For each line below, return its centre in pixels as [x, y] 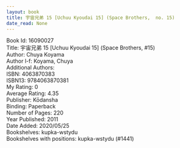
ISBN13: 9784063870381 [38, 80]
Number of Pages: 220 [35, 113]
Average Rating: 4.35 [33, 93]
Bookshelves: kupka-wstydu [42, 132]
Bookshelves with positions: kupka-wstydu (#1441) [70, 139]
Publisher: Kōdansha [32, 100]
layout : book [23, 12]
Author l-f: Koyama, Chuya [40, 61]
